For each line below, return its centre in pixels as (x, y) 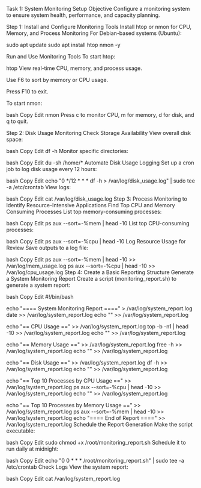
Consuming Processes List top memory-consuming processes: (84, 211)
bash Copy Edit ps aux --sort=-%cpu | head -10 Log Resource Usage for (96, 241)
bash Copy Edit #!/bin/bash (40, 297)
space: (15, 139)
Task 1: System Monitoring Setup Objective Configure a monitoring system (98, 9)
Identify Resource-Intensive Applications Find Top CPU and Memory (91, 205)
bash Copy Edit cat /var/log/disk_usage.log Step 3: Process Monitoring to (97, 199)
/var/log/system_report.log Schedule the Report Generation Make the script (100, 424)
